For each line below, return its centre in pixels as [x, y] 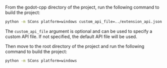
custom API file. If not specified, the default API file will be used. [71, 36]
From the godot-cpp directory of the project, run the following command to [82, 7]
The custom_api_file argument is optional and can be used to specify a [79, 31]
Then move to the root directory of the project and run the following [75, 46]
